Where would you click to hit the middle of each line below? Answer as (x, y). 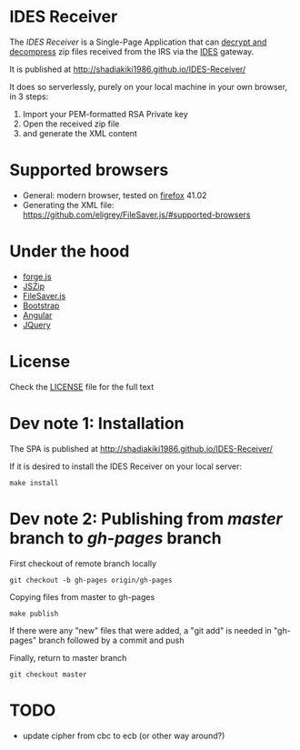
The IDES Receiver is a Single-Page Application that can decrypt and (138, 42)
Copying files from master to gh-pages (82, 596)
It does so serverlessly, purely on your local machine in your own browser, (149, 86)
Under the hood (70, 251)
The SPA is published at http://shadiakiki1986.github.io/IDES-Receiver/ (141, 448)
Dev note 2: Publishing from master (146, 519)
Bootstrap (41, 305)
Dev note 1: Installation (97, 423)
